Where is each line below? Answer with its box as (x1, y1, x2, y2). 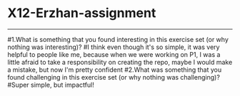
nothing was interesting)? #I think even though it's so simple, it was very (7, 43, 220, 51)
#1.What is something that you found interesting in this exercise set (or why (7, 35, 229, 43)
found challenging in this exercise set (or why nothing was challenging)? (7, 73, 220, 81)
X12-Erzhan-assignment (7, 5, 156, 21)
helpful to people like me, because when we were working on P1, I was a (7, 50, 221, 58)
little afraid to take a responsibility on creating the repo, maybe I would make (7, 58, 233, 66)
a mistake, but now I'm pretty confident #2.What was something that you (7, 65, 222, 74)
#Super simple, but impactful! (7, 80, 94, 89)
